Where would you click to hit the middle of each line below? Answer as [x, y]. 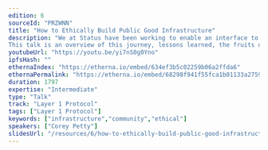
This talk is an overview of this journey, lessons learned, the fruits [132, 45]
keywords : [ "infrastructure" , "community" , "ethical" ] [98, 119]
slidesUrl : [26, 133]
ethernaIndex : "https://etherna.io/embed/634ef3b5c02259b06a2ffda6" [124, 67]
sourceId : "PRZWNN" [41, 23]
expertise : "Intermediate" [53, 89]
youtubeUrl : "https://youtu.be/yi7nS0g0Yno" [83, 52]
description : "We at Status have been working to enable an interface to [134, 38]
